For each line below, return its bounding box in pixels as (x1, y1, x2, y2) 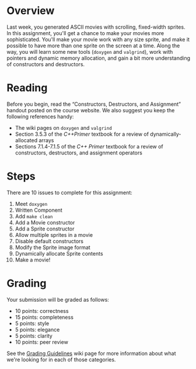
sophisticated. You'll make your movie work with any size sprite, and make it (6, 36, 190, 43)
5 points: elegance (15, 326, 60, 333)
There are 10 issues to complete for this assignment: (6, 189, 133, 196)
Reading (6, 81, 48, 95)
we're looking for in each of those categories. (6, 356, 116, 363)
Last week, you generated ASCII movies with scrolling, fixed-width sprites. (6, 23, 185, 30)
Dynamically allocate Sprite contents (15, 250, 104, 257)
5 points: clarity (15, 332, 53, 339)
